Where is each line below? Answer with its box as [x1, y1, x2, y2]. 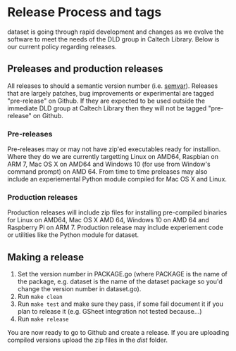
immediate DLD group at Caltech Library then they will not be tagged [7, 103, 207, 113]
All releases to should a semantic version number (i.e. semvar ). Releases [7, 82, 218, 90]
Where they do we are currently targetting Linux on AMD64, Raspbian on [7, 153, 218, 161]
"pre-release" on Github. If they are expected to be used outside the [7, 96, 206, 105]
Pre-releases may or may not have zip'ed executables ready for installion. [7, 145, 221, 153]
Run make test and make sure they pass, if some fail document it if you [17, 300, 223, 308]
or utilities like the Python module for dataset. [7, 231, 139, 239]
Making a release [7, 251, 85, 263]
